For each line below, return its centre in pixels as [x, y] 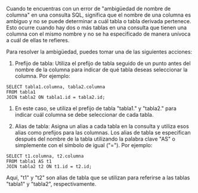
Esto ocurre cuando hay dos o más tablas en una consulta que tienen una [96, 27]
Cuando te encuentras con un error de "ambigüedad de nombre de [89, 9]
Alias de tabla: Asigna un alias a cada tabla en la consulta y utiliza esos [102, 126]
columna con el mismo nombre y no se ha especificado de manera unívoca [98, 34]
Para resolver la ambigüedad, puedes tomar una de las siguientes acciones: [99, 52]
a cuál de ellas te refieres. [38, 40]
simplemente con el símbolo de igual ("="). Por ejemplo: [83, 145]
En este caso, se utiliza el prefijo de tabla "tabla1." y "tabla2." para [96, 108]
